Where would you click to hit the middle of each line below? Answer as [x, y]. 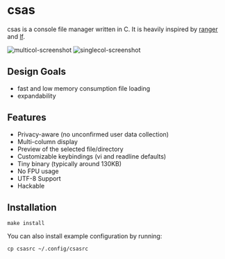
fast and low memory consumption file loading [84, 88]
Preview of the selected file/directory [70, 149]
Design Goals [36, 72]
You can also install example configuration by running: [85, 236]
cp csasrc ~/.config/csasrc [48, 249]
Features [27, 117]
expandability [37, 96]
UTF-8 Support [39, 178]
